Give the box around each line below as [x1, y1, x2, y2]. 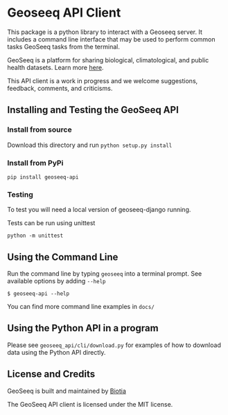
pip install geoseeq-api [7, 173, 79, 181]
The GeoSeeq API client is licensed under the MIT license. [7, 400, 173, 408]
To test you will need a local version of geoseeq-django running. [7, 206, 191, 214]
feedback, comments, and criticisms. [7, 84, 113, 92]
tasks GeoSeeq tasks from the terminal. [7, 42, 120, 51]
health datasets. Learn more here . [7, 63, 104, 71]
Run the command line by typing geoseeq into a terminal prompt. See [7, 270, 202, 278]
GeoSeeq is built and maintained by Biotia [7, 387, 127, 395]
